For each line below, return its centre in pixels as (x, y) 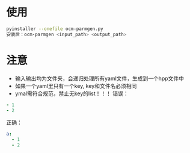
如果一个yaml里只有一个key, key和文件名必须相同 (76, 86)
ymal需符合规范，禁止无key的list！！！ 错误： (72, 93)
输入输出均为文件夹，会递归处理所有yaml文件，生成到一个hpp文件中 (100, 78)
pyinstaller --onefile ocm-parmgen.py (55, 29)
